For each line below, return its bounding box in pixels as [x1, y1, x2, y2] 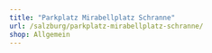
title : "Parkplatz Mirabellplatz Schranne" [9, 13, 176, 22]
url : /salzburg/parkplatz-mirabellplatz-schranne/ [9, 22, 204, 31]
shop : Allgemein [9, 30, 70, 39]
